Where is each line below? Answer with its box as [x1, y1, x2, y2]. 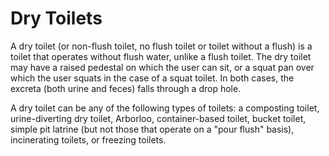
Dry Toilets [10, 7, 103, 30]
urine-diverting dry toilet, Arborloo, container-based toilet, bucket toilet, [10, 112, 307, 124]
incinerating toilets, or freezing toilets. [10, 133, 167, 146]
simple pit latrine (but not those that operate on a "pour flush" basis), [10, 123, 295, 135]
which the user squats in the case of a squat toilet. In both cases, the [10, 72, 295, 84]
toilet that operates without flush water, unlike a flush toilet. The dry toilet [10, 50, 312, 62]
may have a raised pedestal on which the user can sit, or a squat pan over [10, 61, 315, 73]
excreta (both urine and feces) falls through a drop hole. [10, 82, 242, 94]
